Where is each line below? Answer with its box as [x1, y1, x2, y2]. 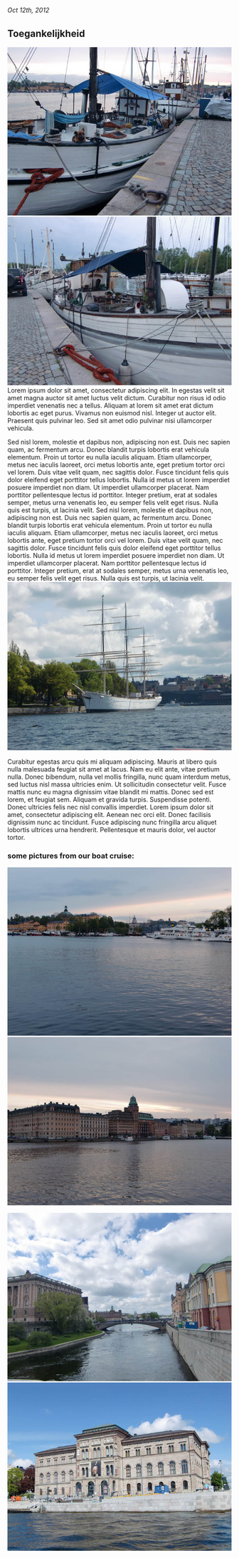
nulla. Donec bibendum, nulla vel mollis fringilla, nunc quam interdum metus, [7, 772, 231, 781]
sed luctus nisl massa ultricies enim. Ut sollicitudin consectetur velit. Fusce [7, 780, 227, 789]
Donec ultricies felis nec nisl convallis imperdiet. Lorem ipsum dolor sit [7, 802, 214, 811]
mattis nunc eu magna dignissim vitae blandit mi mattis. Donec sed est [7, 787, 214, 796]
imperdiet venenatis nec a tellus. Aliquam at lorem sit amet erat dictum [7, 401, 213, 410]
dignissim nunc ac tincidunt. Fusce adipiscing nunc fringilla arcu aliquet [7, 818, 217, 826]
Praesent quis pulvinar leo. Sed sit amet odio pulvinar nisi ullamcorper [7, 416, 212, 425]
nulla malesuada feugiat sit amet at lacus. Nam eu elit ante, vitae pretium [7, 764, 220, 773]
